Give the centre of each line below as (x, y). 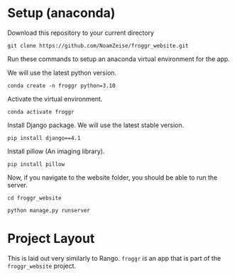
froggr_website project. (42, 266)
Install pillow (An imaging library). (56, 151)
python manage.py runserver (49, 210)
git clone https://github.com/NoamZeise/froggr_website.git (98, 45)
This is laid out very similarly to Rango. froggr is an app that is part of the (114, 258)
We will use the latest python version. (62, 72)
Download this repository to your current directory (81, 33)
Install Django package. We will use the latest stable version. (96, 125)
